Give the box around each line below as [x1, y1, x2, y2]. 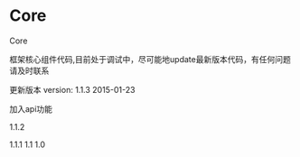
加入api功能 [9, 103, 52, 114]
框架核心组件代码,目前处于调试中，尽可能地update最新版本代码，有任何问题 [9, 53, 291, 64]
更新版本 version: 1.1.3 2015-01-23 [9, 84, 136, 95]
